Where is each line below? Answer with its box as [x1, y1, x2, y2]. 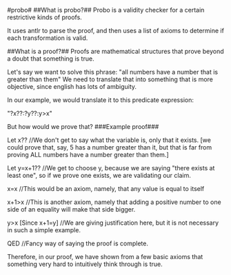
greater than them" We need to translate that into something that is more [7, 75, 214, 83]
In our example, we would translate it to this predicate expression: [7, 96, 194, 104]
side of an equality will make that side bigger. [7, 205, 136, 213]
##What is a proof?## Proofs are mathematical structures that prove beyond [7, 48, 224, 55]
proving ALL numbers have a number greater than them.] [7, 151, 169, 159]
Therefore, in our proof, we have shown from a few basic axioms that [7, 253, 203, 261]
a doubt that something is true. [7, 54, 94, 63]
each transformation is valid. [7, 34, 88, 42]
